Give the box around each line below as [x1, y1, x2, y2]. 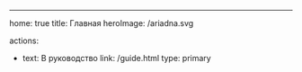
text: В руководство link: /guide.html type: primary [22, 53, 211, 63]
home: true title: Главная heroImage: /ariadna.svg [9, 18, 194, 28]
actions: [9, 35, 39, 46]
